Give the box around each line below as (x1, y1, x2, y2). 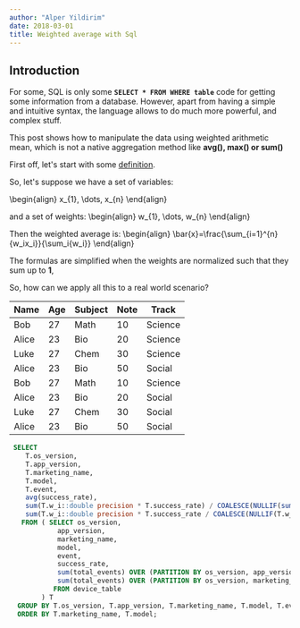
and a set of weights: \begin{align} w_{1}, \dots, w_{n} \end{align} (9, 211, 251, 222)
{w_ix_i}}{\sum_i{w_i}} (9, 238, 92, 249)
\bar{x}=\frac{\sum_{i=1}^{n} (172, 229, 279, 240)
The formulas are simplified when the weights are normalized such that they (9, 256, 289, 267)
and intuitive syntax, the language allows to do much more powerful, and (9, 106, 277, 116)
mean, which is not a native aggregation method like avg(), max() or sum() (9, 142, 284, 153)
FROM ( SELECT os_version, (21, 518, 122, 528)
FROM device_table (53, 585, 122, 594)
